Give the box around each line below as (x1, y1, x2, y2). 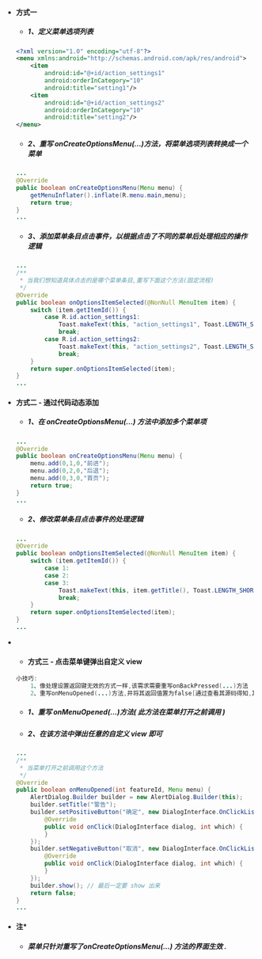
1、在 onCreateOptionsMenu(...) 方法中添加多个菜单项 (27, 417, 207, 426)
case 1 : (44, 564, 70, 573)
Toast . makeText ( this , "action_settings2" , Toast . (58, 343, 226, 351)
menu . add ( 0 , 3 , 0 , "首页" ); (30, 475, 110, 483)
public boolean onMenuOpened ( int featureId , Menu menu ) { (15, 786, 211, 794)
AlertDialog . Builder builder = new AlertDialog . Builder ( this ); (30, 794, 244, 802)
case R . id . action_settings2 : (44, 335, 141, 343)
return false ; (30, 889, 77, 897)
